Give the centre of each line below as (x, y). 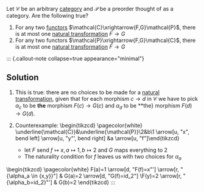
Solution (23, 77)
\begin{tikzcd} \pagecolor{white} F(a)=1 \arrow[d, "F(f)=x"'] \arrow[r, (93, 170)
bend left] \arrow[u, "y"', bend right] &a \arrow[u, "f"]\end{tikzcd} (97, 138)
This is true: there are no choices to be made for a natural (87, 92)
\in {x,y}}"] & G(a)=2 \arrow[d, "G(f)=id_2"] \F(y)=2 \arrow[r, (107, 176)
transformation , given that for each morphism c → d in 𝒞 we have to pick (106, 98)
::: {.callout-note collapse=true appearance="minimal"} (75, 58)
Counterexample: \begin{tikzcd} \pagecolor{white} (79, 125)
